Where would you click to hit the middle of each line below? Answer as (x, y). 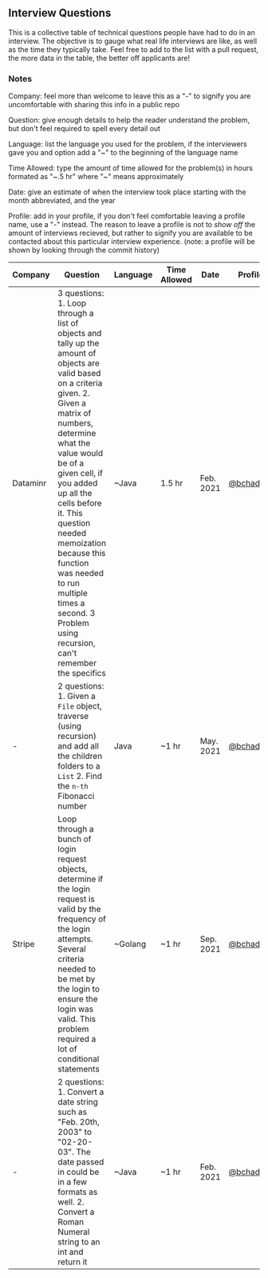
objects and (80, 333)
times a (71, 603)
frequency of (82, 919)
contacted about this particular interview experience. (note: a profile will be (132, 242)
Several (72, 949)
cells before (80, 503)
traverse (73, 717)
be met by (77, 979)
